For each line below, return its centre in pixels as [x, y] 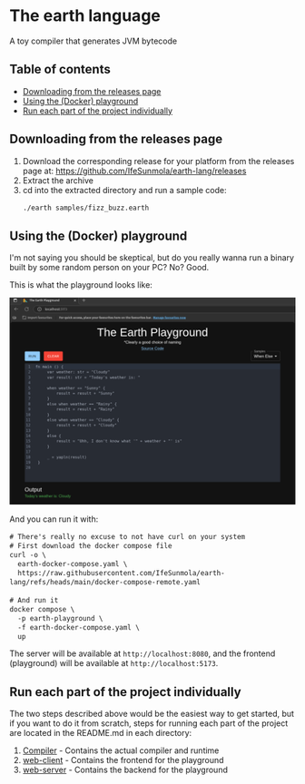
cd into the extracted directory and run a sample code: [124, 190]
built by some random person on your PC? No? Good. [109, 268]
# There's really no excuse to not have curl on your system [128, 537]
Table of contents [60, 69]
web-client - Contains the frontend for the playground [123, 760]
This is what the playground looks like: [81, 285]
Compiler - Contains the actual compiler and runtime [121, 750]
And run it [38, 601]
